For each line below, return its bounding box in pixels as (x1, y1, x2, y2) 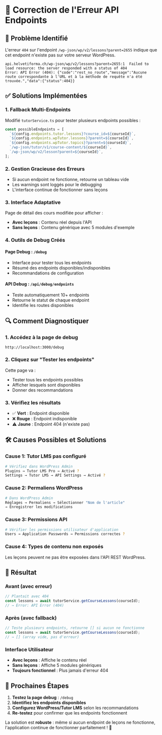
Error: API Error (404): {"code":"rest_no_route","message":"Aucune (5, 70, 147, 75)
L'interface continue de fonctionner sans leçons (12, 187, 108, 193)
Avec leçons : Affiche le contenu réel (12, 657, 87, 663)
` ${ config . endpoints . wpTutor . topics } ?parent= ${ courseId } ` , (9, 141, 132, 145)
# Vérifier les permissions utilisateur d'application (5, 527, 119, 532)
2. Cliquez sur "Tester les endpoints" (5, 356, 95, 363)
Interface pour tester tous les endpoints (12, 260, 91, 266)
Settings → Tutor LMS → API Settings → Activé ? (5, 473, 106, 478)
